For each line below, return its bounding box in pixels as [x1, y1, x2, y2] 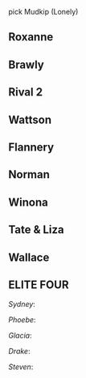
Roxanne [8, 30, 54, 44]
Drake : [8, 346, 31, 356]
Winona [8, 195, 48, 209]
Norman [8, 168, 51, 181]
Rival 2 [8, 85, 43, 100]
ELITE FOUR [8, 278, 69, 291]
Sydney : [8, 299, 36, 309]
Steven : [8, 362, 34, 372]
